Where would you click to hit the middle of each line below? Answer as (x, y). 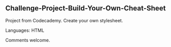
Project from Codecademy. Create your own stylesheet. (64, 20)
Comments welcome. (28, 40)
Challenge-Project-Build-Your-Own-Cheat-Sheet (85, 8)
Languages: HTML (25, 30)
